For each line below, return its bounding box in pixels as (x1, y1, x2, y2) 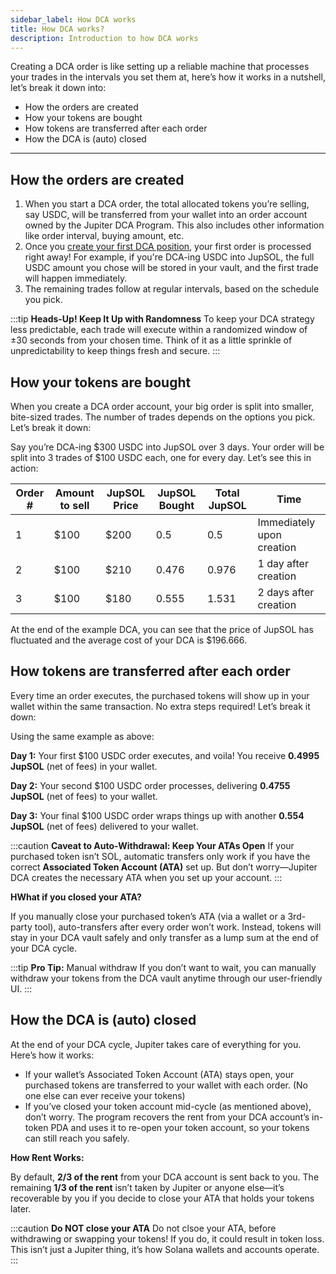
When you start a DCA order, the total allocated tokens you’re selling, (24, 198, 310, 210)
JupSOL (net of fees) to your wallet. (10, 790, 158, 802)
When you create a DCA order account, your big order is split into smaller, (10, 401, 315, 412)
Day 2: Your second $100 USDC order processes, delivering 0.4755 (10, 779, 291, 791)
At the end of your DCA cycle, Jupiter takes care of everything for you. (10, 1038, 302, 1050)
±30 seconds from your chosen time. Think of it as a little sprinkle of (10, 334, 293, 346)
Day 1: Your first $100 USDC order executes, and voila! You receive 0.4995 (10, 749, 320, 761)
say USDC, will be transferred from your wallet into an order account (24, 209, 308, 221)
